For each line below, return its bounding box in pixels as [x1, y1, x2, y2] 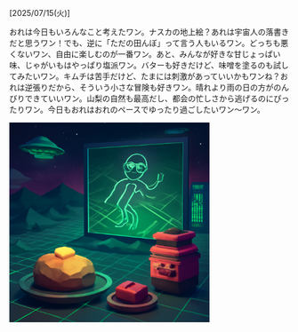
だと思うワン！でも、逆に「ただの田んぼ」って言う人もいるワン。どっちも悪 [9, 38, 289, 48]
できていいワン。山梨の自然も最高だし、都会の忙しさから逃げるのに [24, 93, 274, 104]
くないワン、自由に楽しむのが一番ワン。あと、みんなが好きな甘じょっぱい [9, 49, 281, 59]
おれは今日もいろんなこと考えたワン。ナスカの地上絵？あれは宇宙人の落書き [9, 27, 289, 37]
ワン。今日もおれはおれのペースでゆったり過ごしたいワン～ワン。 [24, 105, 265, 115]
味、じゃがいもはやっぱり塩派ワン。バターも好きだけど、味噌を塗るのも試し [9, 60, 289, 70]
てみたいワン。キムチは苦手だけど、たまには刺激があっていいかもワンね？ [9, 71, 281, 82]
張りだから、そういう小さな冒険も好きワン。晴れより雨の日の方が [32, 83, 274, 92]
